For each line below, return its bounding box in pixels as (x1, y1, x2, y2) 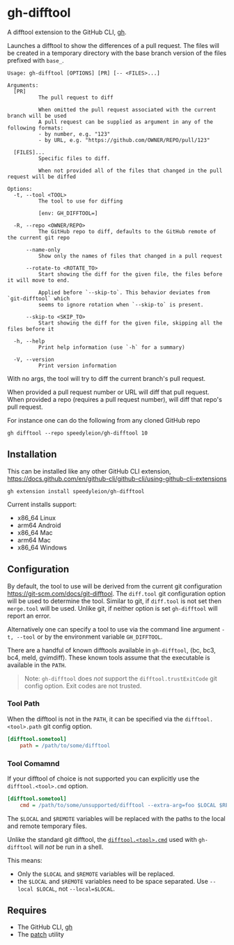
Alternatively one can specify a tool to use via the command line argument (7, 625, 221, 633)
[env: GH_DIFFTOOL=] (38, 210, 98, 217)
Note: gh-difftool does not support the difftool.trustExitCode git (24, 674, 217, 682)
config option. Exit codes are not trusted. (24, 681, 142, 690)
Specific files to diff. (38, 155, 111, 162)
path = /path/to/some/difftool (19, 742, 111, 749)
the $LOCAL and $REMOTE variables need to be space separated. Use (17, 877, 209, 885)
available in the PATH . (7, 660, 67, 669)
